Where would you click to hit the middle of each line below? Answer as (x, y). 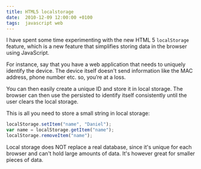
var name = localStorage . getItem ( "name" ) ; (60, 130)
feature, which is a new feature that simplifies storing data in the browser (97, 46)
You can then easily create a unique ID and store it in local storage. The (95, 89)
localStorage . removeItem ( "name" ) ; (50, 136)
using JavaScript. (28, 53)
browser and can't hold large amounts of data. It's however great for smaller (101, 153)
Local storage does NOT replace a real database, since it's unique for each (99, 147)
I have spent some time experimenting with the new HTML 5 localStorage (98, 40)
